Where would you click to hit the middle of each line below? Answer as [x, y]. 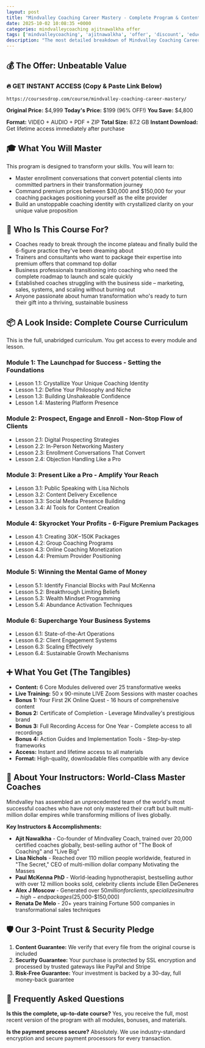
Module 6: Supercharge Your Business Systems [78, 620]
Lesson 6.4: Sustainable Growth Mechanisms [72, 653]
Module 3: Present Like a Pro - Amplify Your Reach [82, 475]
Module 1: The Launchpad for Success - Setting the [84, 362]
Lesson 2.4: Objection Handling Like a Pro [68, 459]
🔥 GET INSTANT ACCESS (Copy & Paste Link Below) [84, 86]
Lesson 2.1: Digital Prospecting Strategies [67, 439]
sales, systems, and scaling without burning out [75, 290]
